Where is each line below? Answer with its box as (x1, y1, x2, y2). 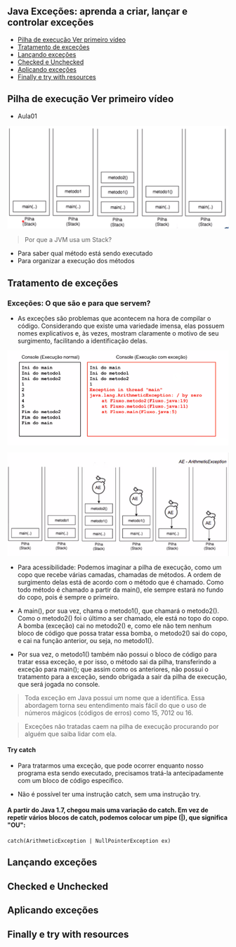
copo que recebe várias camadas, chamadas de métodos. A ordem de (17, 570, 221, 579)
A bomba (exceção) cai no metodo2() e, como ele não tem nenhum (17, 621, 212, 630)
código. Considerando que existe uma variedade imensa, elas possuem (17, 322, 225, 330)
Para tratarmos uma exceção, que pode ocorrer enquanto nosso (17, 761, 204, 770)
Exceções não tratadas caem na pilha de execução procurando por (24, 722, 219, 730)
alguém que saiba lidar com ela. (24, 730, 117, 738)
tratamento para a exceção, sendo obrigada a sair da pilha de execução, (17, 672, 228, 681)
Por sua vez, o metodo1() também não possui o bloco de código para (17, 650, 218, 659)
